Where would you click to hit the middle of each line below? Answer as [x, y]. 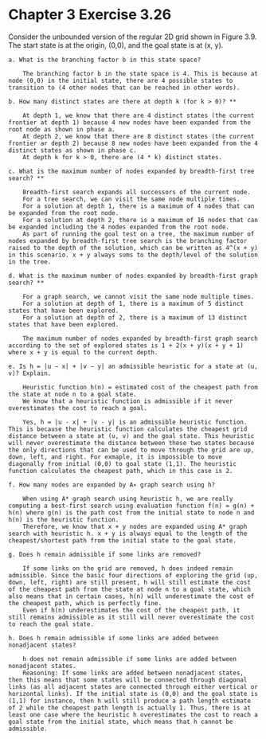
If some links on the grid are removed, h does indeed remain [128, 568]
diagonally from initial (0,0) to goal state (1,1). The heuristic [123, 463]
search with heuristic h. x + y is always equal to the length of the [128, 534]
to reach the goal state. [51, 624]
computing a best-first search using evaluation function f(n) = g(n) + [131, 506]
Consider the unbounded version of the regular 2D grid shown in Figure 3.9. [133, 37]
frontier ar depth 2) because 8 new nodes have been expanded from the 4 [133, 143]
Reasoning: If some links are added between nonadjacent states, [133, 673]
